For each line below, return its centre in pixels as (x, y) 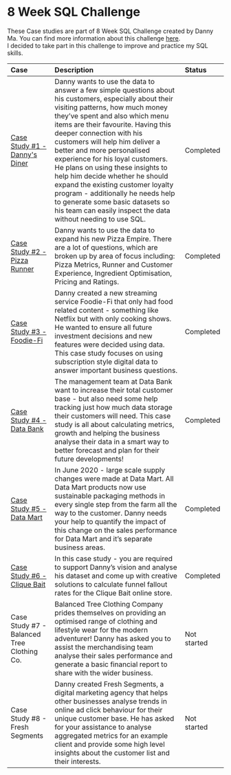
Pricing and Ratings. (87, 281)
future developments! (89, 459)
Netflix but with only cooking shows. (113, 318)
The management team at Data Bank (113, 381)
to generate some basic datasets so (112, 201)
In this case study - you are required (114, 558)
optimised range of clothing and (106, 621)
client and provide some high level (110, 744)
